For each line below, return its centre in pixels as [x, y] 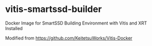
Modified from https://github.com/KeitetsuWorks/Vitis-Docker [69, 38]
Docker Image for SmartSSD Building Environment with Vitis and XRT [76, 23]
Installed [14, 28]
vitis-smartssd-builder [53, 9]
